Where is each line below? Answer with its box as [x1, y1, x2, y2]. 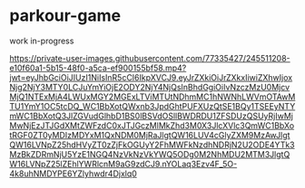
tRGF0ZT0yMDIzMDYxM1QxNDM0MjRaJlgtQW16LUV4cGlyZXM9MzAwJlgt [9, 129, 290, 140]
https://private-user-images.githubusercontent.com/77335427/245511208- [9, 52, 290, 63]
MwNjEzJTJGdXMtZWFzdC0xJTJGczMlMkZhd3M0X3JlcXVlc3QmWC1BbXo [9, 119, 295, 131]
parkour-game [9, 5, 121, 26]
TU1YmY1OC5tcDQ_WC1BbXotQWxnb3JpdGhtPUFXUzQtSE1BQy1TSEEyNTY [9, 100, 296, 111]
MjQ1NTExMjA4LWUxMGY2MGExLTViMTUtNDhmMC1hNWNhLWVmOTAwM [9, 91, 296, 102]
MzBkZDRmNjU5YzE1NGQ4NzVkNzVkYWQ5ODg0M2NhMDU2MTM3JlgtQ [9, 148, 290, 159]
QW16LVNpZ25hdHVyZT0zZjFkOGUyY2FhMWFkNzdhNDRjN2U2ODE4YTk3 [9, 139, 295, 150]
